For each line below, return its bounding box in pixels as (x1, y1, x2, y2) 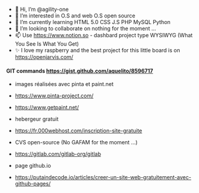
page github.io (14, 162, 51, 170)
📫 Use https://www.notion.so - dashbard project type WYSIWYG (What (14, 32, 193, 38)
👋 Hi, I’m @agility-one (14, 6, 69, 13)
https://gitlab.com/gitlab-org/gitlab (14, 150, 101, 158)
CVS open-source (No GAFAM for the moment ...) (14, 139, 138, 146)
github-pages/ (14, 180, 51, 188)
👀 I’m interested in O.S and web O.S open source (14, 12, 136, 19)
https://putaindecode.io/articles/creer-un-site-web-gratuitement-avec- (14, 174, 191, 181)
